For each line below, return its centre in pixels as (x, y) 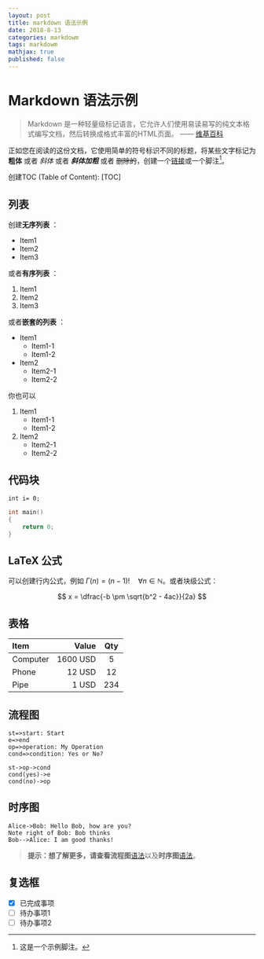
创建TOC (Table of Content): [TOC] (65, 177)
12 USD (81, 672)
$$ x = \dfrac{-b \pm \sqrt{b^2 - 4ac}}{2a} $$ (132, 597)
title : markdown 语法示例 (48, 23)
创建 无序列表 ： (33, 225)
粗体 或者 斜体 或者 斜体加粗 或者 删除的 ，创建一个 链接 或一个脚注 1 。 (119, 160)
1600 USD (76, 660)
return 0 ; (38, 527)
